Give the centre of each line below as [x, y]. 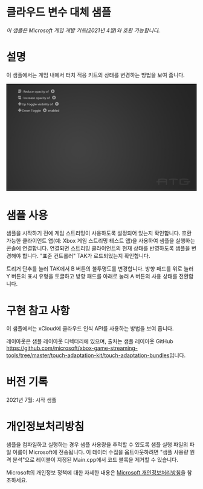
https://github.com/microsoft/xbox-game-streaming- [72, 348]
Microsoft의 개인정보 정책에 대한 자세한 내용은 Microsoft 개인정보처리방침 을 [96, 473]
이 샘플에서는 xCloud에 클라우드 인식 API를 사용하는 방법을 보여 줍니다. [90, 329]
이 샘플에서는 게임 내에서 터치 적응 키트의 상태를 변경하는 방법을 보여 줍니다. [96, 75]
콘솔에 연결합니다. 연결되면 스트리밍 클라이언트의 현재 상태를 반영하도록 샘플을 [98, 248]
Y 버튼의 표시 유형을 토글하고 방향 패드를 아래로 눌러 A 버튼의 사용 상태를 [92, 277]
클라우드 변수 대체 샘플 [59, 12]
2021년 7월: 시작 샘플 [31, 400]
